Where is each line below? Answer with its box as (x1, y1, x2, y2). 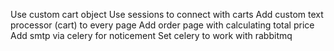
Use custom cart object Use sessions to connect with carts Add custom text (10, 9, 324, 20)
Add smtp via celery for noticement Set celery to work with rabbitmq (10, 30, 293, 41)
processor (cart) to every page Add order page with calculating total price (10, 19, 315, 31)
